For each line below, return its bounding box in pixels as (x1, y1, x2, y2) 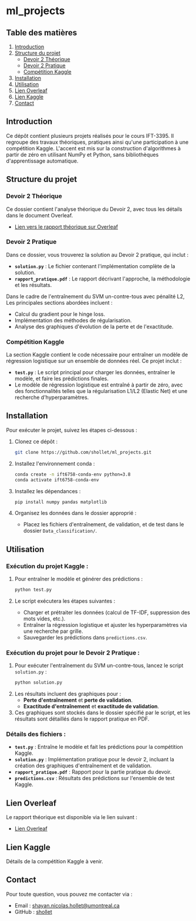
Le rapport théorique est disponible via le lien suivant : (6, 814, 138, 821)
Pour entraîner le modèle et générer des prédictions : (14, 576, 143, 583)
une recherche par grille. (23, 628, 83, 635)
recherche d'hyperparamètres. (14, 394, 89, 401)
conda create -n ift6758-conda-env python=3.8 (14, 471, 131, 477)
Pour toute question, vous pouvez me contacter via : (6, 890, 133, 897)
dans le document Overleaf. (6, 212, 73, 219)
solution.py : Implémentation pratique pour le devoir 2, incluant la (14, 756, 174, 763)
